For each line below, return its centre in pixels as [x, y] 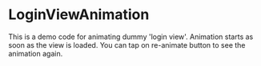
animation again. [36, 53]
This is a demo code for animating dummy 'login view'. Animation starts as [131, 37]
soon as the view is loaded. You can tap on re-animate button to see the [127, 45]
